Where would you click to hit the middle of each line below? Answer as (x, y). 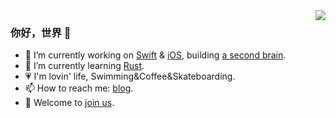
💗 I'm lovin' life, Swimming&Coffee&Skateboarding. (130, 76)
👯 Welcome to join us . (69, 103)
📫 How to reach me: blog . (79, 88)
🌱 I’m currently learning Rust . (84, 66)
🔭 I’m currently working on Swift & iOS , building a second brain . (155, 55)
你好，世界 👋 (41, 32)
